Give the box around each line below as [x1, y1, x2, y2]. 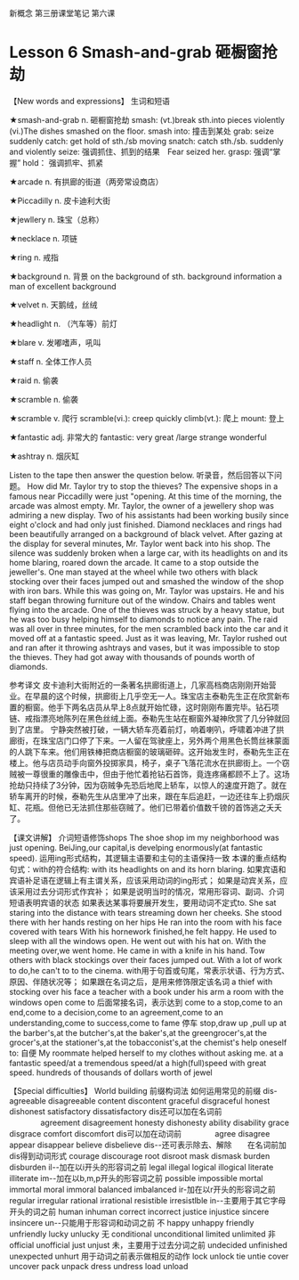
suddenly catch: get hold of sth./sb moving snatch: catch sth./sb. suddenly [9, 135, 284, 146]
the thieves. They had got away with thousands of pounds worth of [9, 651, 255, 662]
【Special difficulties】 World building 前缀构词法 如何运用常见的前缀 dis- [9, 1085, 278, 1096]
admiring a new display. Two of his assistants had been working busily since [9, 510, 289, 520]
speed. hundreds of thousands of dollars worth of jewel [9, 1067, 213, 1078]
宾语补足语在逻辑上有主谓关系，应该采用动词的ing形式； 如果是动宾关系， [9, 875, 280, 885]
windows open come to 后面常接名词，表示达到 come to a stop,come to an [9, 997, 283, 1007]
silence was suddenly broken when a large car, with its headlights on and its [9, 547, 288, 558]
